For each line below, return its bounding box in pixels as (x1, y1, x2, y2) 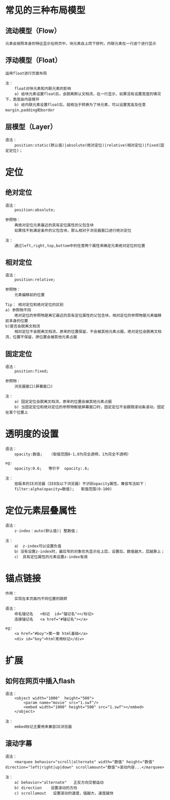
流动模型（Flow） (5, 26, 61, 35)
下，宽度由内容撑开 (5, 97, 40, 102)
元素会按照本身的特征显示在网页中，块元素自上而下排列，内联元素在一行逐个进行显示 (5, 41, 156, 46)
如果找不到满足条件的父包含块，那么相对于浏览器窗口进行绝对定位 (14, 228, 132, 233)
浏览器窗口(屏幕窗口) (14, 384, 53, 389)
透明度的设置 (5, 428, 59, 440)
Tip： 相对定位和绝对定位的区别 (5, 302, 64, 307)
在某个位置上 (5, 410, 28, 415)
